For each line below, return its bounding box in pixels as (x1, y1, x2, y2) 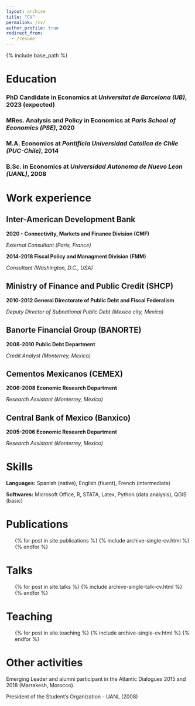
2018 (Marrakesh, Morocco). (6, 681, 75, 688)
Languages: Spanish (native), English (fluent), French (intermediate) (6, 480, 171, 487)
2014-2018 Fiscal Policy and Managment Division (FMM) (6, 253, 146, 260)
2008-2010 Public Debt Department (6, 340, 95, 347)
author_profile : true (6, 25, 59, 31)
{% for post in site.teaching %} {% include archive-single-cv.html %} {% (14, 629, 190, 636)
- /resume (11, 36, 35, 42)
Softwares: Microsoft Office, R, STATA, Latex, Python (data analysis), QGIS (6, 491, 187, 498)
